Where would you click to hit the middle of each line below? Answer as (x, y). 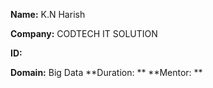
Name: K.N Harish (48, 14)
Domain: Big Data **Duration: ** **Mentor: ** (106, 72)
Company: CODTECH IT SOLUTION (84, 33)
